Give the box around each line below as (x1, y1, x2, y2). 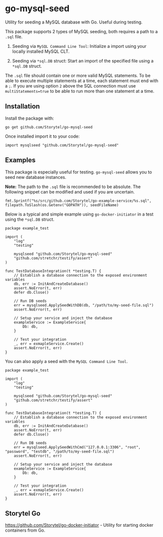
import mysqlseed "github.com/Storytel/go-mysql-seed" (5, 143, 119, 148)
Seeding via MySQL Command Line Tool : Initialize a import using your (12, 43, 147, 49)
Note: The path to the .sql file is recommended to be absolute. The (5, 184, 141, 190)
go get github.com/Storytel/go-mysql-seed (5, 125, 93, 129)
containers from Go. (5, 527, 45, 533)
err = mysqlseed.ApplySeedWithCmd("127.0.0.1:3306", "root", (14, 445, 141, 450)
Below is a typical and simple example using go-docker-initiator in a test (5, 211, 154, 217)
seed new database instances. (5, 174, 67, 180)
